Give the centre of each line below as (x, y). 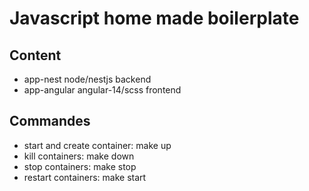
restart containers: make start (85, 177)
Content (35, 55)
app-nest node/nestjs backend (87, 79)
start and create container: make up (97, 145)
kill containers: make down (79, 156)
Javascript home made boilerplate (154, 18)
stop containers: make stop (80, 166)
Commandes (50, 121)
